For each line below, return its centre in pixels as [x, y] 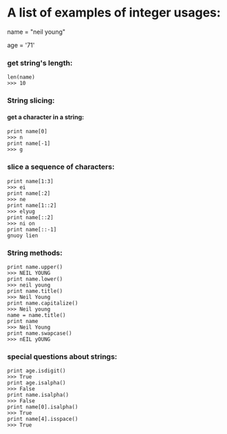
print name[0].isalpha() [43, 407]
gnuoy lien [23, 236]
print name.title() [35, 291]
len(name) [21, 77]
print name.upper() [35, 267]
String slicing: [31, 101]
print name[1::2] [32, 205]
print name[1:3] [30, 181]
